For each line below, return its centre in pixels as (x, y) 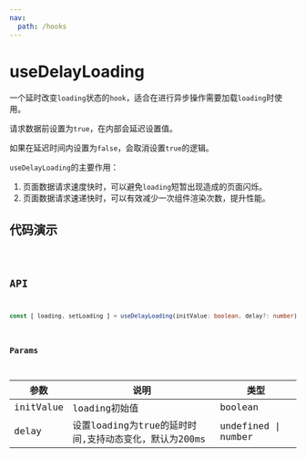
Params (24, 350)
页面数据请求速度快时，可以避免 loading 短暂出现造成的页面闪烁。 (144, 187)
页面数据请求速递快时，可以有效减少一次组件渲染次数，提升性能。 (146, 198)
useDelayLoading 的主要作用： (64, 167)
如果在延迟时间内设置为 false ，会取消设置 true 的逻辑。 (112, 148)
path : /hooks (42, 26)
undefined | (250, 426)
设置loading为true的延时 (130, 425)
